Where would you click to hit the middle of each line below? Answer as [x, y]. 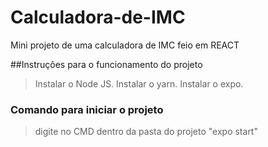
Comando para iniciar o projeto [87, 109]
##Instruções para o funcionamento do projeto [106, 64]
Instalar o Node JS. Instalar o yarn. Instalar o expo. [139, 83]
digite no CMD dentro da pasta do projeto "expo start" [146, 132]
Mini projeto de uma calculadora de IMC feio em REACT [125, 45]
